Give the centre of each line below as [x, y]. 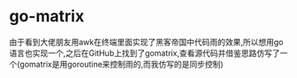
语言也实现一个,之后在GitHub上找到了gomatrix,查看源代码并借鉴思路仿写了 [145, 53]
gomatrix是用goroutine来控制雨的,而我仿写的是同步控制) [122, 64]
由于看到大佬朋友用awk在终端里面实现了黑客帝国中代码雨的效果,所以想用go [147, 42]
